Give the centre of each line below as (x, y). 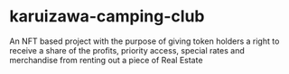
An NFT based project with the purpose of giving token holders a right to (144, 41)
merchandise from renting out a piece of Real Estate (106, 60)
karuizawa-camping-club (107, 16)
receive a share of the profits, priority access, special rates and (127, 50)
